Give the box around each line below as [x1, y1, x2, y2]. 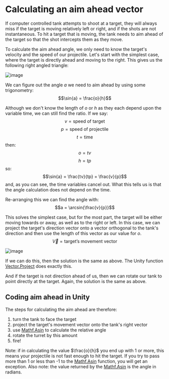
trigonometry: [5, 87, 34, 93]
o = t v [78, 150, 91, 156]
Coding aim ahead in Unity [5, 293, 90, 302]
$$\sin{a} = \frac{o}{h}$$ [58, 95, 112, 101]
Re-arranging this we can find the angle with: [5, 196, 99, 203]
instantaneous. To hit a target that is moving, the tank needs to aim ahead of [5, 31, 163, 37]
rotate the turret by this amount [12, 332, 78, 338]
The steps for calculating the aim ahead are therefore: [5, 306, 118, 312]
